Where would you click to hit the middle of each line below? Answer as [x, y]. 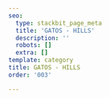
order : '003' [30, 75]
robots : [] [34, 45]
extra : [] [32, 53]
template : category [41, 61]
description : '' [43, 38]
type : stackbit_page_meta [59, 23]
